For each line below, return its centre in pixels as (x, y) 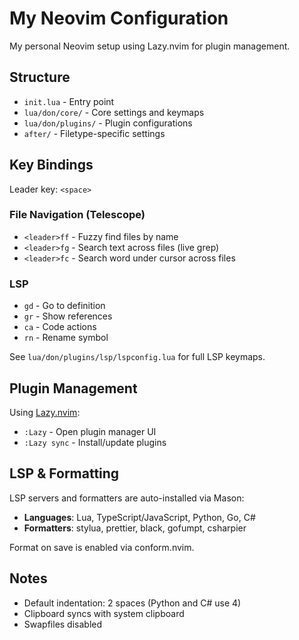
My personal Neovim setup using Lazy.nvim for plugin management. (150, 46)
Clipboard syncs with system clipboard (104, 613)
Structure (40, 77)
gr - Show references (68, 316)
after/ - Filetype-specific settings (94, 133)
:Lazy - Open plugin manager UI (90, 431)
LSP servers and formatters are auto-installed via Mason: (127, 498)
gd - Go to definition (64, 306)
